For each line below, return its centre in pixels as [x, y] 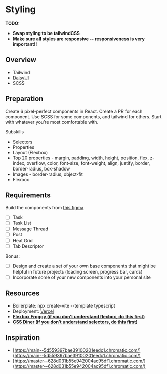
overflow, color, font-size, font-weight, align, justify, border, [88, 163]
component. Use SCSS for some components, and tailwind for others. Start [83, 116]
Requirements [28, 195]
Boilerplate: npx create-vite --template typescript [64, 305]
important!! [25, 44]
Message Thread [30, 229]
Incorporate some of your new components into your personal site [81, 277]
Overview [21, 60]
